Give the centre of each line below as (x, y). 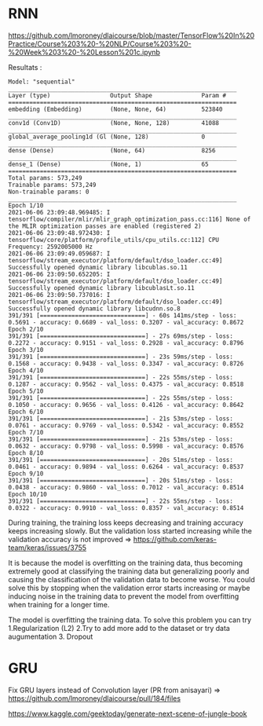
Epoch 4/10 (26, 370)
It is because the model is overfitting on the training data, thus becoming (126, 563)
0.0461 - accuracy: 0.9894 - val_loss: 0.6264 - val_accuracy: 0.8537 (126, 467)
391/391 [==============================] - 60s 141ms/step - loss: (122, 315)
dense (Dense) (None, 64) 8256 (112, 150)
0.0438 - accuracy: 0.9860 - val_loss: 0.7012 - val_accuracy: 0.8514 (126, 487)
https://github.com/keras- (175, 539)
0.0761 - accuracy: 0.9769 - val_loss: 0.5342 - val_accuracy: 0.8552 (126, 425)
